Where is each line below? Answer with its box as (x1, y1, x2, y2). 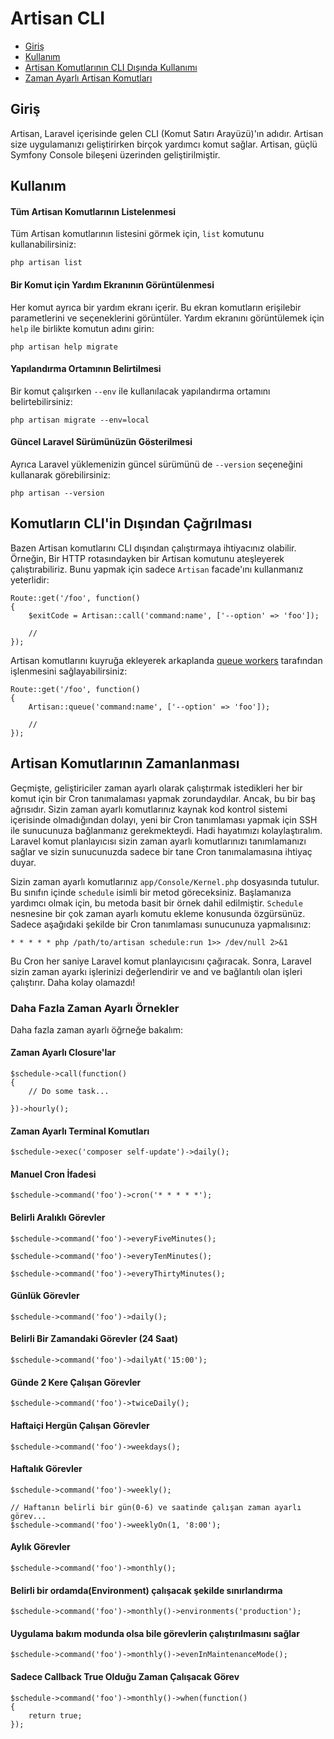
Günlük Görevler (10, 1290, 80, 1302)
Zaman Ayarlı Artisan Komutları (24, 72, 153, 84)
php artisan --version (10, 488, 105, 498)
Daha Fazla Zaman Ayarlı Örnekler (10, 1001, 180, 1015)
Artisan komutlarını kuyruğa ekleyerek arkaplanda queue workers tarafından (10, 654, 323, 666)
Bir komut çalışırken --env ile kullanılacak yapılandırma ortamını (10, 385, 271, 397)
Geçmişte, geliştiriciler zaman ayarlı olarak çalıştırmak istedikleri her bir (10, 782, 303, 794)
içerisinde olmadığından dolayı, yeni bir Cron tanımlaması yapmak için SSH (10, 813, 318, 826)
